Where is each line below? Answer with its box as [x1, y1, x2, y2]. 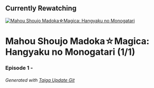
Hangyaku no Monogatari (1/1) [5, 46, 135, 57]
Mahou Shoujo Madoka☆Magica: [5, 36, 149, 47]
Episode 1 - [5, 64, 33, 71]
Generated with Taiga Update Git [5, 77, 75, 83]
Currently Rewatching [5, 4, 76, 13]
